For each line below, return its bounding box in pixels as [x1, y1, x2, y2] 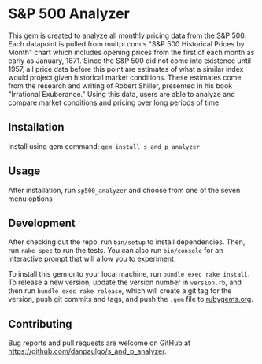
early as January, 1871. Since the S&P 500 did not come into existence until [8, 56, 252, 65]
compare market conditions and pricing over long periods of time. [8, 98, 222, 107]
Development [8, 216, 76, 229]
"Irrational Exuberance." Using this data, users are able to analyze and [8, 89, 235, 98]
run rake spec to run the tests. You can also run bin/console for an [8, 246, 223, 255]
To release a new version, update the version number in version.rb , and [8, 277, 242, 288]
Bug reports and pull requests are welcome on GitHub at [8, 338, 191, 347]
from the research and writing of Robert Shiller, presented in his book [8, 80, 233, 91]
